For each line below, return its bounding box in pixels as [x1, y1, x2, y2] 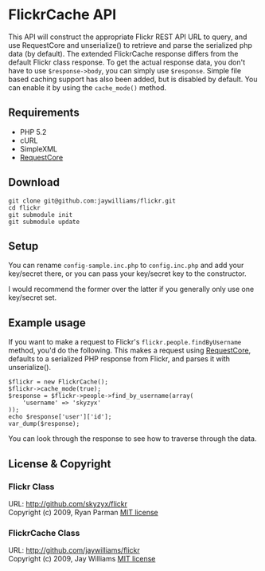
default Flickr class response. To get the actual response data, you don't [8, 57, 246, 67]
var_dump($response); [8, 420, 80, 428]
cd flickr [8, 203, 41, 212]
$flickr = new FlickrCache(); [8, 378, 109, 386]
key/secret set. [8, 293, 57, 302]
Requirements [8, 106, 80, 120]
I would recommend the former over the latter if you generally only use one [8, 285, 255, 294]
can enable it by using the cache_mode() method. [8, 82, 167, 93]
